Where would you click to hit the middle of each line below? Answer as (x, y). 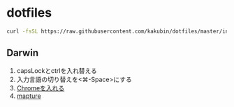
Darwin (23, 53)
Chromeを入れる (41, 88)
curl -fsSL (22, 31)
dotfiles (29, 13)
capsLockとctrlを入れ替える (57, 70)
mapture (29, 96)
